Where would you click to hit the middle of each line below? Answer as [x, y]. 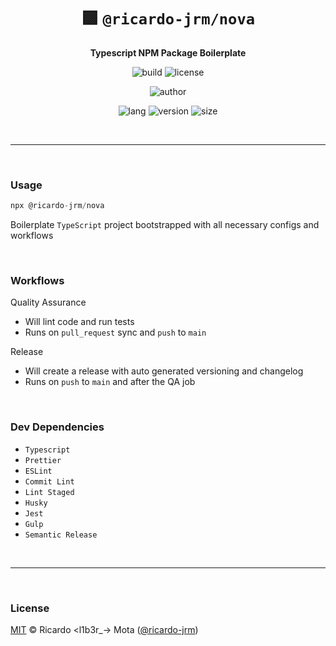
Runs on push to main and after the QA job [110, 382]
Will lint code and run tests [79, 322]
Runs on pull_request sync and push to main [115, 332]
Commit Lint [49, 481]
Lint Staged [49, 492]
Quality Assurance [48, 302]
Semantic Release [61, 535]
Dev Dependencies [57, 427]
